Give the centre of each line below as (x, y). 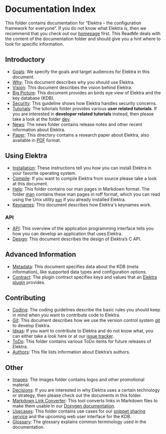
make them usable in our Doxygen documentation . (64, 406)
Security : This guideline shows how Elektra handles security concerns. (84, 103)
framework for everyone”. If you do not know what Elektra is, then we (76, 28)
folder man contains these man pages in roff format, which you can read (86, 194)
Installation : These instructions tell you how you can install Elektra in (82, 168)
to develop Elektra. (31, 326)
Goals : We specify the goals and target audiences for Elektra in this (81, 72)
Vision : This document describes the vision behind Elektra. (72, 87)
